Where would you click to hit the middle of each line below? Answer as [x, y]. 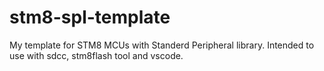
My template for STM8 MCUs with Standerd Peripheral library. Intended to [162, 45]
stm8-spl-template [90, 17]
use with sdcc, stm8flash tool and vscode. [96, 55]
